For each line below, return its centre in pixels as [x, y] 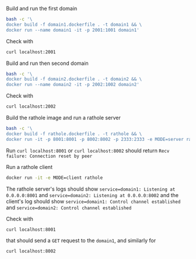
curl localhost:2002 [31, 107]
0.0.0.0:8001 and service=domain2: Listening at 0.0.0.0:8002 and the [92, 195]
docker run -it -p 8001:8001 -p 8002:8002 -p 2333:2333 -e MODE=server [95, 139]
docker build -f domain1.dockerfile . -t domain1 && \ [74, 25]
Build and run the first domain [42, 8]
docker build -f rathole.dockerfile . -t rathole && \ [74, 134]
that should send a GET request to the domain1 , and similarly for [81, 241]
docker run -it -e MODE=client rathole [55, 178]
